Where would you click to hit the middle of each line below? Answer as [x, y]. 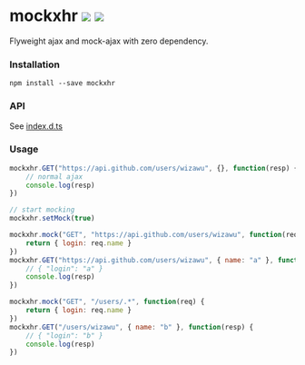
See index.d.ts [36, 126]
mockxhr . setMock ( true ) [52, 219]
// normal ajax [54, 177]
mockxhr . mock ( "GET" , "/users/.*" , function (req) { [107, 302]
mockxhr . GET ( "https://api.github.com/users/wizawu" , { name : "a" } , [142, 260]
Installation [35, 64]
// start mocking [42, 210]
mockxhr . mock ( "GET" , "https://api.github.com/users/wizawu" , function [146, 235]
